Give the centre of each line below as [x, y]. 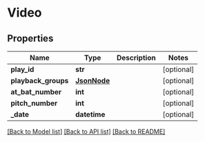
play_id [22, 69]
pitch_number [34, 103]
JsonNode [93, 81]
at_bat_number [36, 92]
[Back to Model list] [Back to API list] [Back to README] [86, 132]
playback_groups [40, 81]
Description [136, 58]
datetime [90, 114]
